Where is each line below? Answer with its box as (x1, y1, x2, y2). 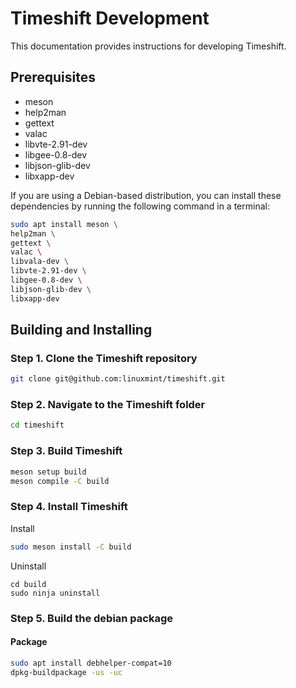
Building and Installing (10, 322, 153, 339)
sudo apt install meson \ (10, 219, 118, 229)
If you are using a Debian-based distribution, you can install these (10, 189, 282, 201)
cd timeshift (10, 420, 65, 431)
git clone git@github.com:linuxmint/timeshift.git (10, 374, 226, 384)
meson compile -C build (10, 476, 110, 486)
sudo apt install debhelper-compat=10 (10, 658, 172, 668)
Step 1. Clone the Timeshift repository (10, 351, 198, 365)
